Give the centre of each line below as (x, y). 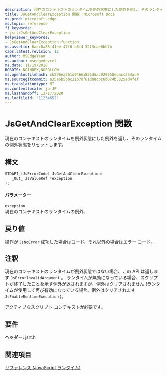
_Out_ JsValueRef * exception (42, 178)
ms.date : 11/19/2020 (27, 65)
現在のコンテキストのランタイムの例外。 (46, 211)
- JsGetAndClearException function (42, 42)
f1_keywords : (19, 28)
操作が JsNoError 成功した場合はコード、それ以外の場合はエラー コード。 (80, 242)
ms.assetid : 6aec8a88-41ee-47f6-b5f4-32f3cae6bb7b (59, 47)
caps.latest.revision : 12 (32, 51)
